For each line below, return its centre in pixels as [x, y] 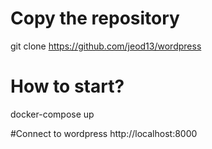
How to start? [67, 86]
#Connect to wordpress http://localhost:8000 [104, 133]
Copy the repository [95, 18]
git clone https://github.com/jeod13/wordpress [106, 46]
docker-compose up [52, 114]
